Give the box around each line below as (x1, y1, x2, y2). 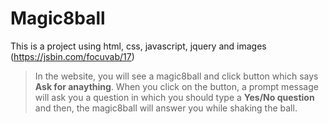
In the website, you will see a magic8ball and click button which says (34, 70, 319, 82)
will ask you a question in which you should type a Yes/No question (34, 91, 315, 103)
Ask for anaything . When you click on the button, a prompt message (34, 80, 319, 92)
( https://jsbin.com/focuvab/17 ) (10, 50, 135, 62)
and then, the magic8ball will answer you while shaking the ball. (34, 102, 298, 114)
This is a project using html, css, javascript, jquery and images (10, 40, 267, 52)
